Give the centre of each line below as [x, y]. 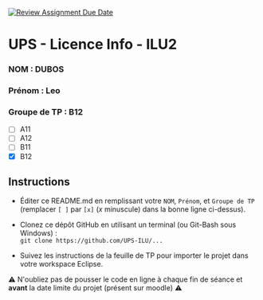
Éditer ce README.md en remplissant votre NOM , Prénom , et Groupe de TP [137, 201]
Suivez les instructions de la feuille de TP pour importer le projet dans [134, 255]
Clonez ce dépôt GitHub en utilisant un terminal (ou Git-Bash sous [128, 225]
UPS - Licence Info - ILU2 [93, 45]
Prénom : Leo [34, 91]
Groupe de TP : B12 [46, 111]
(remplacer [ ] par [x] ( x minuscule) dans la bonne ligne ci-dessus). [132, 209]
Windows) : [38, 233]
